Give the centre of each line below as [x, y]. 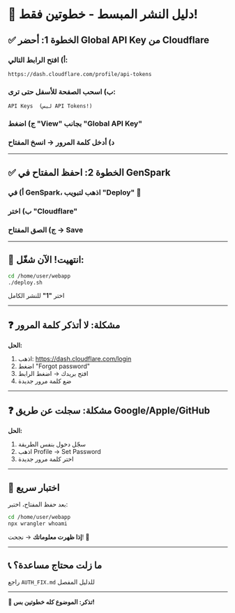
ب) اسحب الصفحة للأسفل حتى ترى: [62, 91]
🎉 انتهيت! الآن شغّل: [46, 260]
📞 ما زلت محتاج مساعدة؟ [55, 565]
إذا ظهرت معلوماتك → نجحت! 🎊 [49, 537]
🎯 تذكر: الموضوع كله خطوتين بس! [51, 602]
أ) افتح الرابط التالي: [38, 60]
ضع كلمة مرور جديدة [45, 381]
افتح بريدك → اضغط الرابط [53, 374]
